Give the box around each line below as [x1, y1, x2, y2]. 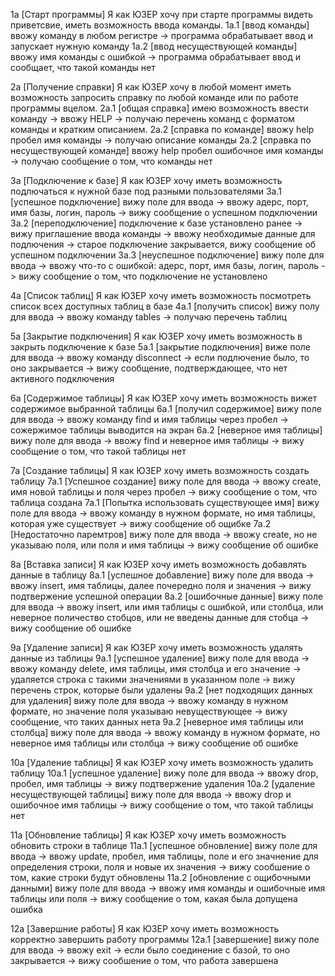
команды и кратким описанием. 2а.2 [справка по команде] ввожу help [10, 124, 315, 135]
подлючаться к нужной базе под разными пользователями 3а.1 [10, 185, 282, 197]
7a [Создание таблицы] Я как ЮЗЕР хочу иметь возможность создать [10, 465, 310, 476]
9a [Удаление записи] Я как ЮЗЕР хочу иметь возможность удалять [10, 642, 303, 653]
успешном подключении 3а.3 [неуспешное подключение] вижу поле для [10, 249, 325, 261]
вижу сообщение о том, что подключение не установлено [18, 270, 268, 282]
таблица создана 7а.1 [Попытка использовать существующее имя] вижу [10, 497, 320, 508]
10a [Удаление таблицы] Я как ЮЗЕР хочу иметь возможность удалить [10, 757, 314, 768]
